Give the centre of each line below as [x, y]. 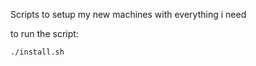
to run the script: [44, 33]
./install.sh [37, 52]
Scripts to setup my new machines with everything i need [128, 14]
